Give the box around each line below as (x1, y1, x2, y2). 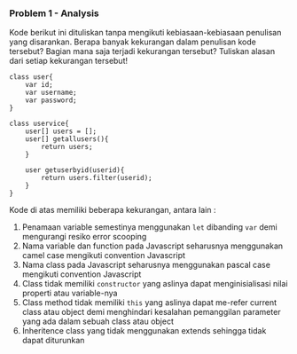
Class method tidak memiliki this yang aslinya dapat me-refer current (21, 297, 277, 308)
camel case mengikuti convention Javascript (21, 250, 186, 261)
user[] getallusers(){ (25, 135, 109, 144)
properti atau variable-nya (21, 287, 118, 299)
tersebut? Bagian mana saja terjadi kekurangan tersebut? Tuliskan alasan (9, 46, 276, 57)
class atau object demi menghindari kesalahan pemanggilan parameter (21, 307, 281, 318)
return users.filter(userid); (41, 174, 152, 183)
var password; (25, 96, 77, 105)
